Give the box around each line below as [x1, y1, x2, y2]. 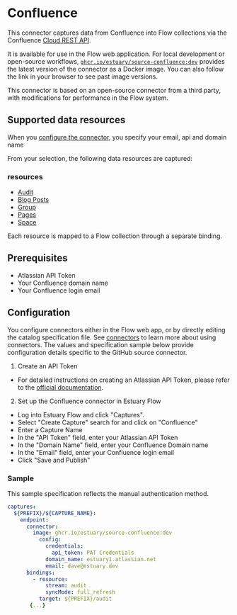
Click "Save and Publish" [17, 456, 91, 464]
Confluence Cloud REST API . [7, 35, 91, 44]
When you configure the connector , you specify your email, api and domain [7, 132, 227, 141]
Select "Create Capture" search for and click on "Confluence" [17, 418, 198, 427]
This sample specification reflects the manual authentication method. [7, 489, 209, 497]
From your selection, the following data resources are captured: [7, 154, 193, 162]
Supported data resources [7, 114, 126, 126]
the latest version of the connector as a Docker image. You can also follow [7, 64, 224, 73]
